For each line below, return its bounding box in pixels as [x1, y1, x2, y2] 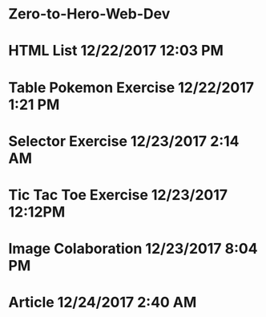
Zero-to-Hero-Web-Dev [8, 5, 171, 23]
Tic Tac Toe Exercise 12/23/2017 [8, 185, 228, 204]
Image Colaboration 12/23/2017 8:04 [8, 240, 258, 258]
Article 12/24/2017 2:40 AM [8, 294, 197, 311]
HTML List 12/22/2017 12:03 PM [8, 42, 224, 60]
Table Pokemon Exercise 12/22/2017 [8, 78, 255, 96]
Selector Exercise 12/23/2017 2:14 [8, 132, 240, 150]
